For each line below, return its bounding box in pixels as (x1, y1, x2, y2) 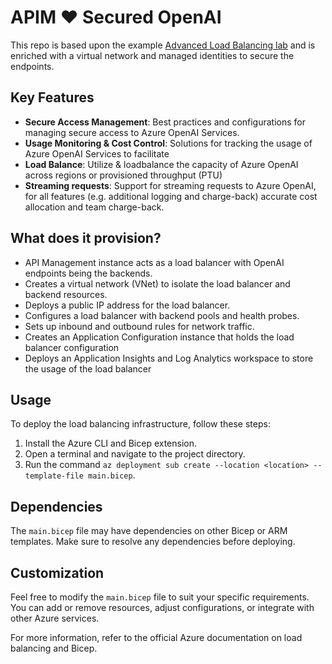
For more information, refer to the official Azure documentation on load (10, 632, 303, 643)
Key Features (10, 89, 95, 106)
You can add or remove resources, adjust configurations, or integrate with (10, 602, 315, 613)
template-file (24, 471, 84, 481)
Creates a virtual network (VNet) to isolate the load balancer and (24, 277, 291, 290)
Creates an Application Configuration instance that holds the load (24, 331, 295, 343)
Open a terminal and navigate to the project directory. (24, 448, 246, 460)
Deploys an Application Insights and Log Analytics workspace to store (24, 352, 314, 364)
